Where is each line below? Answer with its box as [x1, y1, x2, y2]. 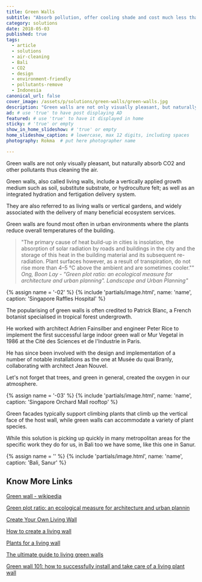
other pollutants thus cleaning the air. [6, 166, 99, 173]
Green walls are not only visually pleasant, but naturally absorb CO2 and [6, 159, 185, 166]
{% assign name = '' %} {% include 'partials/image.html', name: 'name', [6, 452, 183, 460]
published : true [6, 31, 47, 37]
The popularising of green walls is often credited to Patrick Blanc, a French [6, 306, 191, 314]
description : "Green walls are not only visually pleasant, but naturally [6, 104, 198, 110]
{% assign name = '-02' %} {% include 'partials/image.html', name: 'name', [6, 288, 192, 296]
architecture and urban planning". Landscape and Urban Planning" [20, 277, 188, 284]
